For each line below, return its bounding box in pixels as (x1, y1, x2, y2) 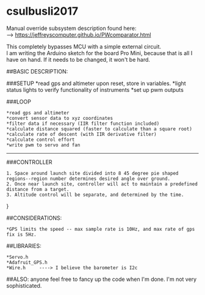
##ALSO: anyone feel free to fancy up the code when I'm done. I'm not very (6, 275, 197, 283)
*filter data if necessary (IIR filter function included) (6, 121, 160, 127)
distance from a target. (6, 186, 70, 192)
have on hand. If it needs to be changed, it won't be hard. (6, 56, 151, 63)
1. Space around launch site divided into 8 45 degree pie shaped (6, 170, 179, 176)
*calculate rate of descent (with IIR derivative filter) (6, 131, 157, 137)
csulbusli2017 (6, 4, 78, 18)
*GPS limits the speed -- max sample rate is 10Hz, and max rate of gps (6, 226, 195, 232)
